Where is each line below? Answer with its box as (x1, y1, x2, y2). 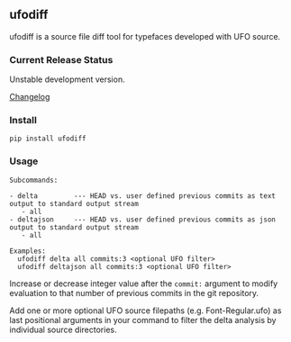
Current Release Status (9, 53, 114, 66)
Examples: (9, 247, 47, 256)
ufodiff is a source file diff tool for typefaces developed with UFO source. (9, 31, 281, 41)
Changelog (9, 92, 50, 103)
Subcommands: (9, 175, 59, 184)
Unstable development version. (9, 74, 125, 85)
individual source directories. (9, 324, 117, 335)
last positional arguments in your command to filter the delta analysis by (9, 314, 277, 325)
